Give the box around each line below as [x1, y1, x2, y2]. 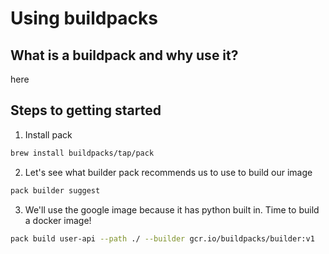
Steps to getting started [10, 102, 162, 119]
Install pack [24, 128, 73, 141]
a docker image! [24, 214, 92, 226]
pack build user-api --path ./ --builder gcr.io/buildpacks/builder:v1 [10, 233, 315, 244]
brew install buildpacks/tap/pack [10, 148, 155, 158]
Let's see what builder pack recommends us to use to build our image [24, 166, 313, 178]
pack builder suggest [10, 185, 101, 196]
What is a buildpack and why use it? [10, 47, 239, 64]
